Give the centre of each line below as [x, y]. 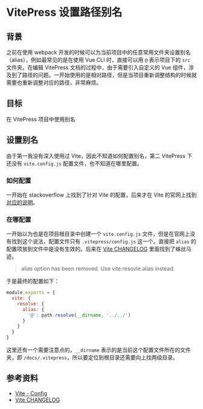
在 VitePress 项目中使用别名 [41, 119]
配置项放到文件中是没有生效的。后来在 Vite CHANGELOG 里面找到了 [91, 249]
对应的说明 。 [22, 202]
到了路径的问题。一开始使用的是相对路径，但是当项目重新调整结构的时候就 [104, 75]
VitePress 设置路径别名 [64, 12]
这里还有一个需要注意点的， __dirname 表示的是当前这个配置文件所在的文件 [99, 350]
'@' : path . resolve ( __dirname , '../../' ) [79, 315]
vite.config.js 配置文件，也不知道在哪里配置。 [83, 163]
